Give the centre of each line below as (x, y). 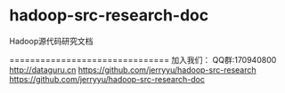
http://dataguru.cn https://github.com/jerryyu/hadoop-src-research (133, 70)
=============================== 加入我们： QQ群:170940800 (143, 59)
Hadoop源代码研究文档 (51, 41)
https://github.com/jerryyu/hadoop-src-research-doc (107, 79)
